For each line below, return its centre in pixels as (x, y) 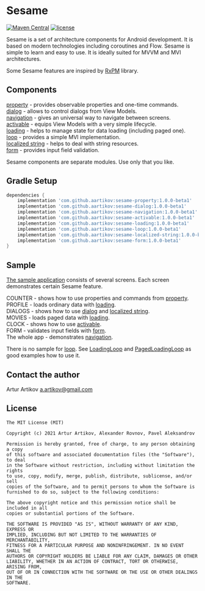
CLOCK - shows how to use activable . (54, 324)
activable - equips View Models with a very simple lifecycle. (81, 124)
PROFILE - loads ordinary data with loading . (61, 305)
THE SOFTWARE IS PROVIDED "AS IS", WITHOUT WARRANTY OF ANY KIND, (92, 524)
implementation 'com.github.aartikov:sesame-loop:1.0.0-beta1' (99, 229)
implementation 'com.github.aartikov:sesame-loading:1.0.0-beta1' (103, 223)
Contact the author (43, 375)
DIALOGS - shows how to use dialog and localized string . (78, 311)
